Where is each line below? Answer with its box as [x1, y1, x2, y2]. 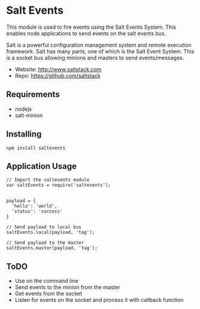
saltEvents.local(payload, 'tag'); [6, 229, 95, 235]
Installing [6, 129, 42, 140]
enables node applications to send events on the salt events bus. [6, 29, 166, 37]
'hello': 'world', [11, 203, 58, 210]
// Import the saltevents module [6, 177, 90, 183]
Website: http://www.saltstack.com [14, 65, 102, 72]
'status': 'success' [11, 208, 63, 214]
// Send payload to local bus [6, 224, 82, 231]
